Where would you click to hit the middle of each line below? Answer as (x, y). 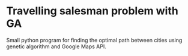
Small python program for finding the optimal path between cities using (94, 40)
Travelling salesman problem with (92, 11)
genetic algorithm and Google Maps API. (56, 46)
